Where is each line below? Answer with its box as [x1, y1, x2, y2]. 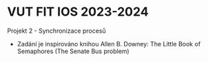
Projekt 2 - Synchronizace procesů [7, 27, 106, 35]
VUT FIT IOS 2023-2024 [7, 4, 149, 20]
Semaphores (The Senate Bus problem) [17, 47, 129, 55]
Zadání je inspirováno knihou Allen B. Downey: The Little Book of [17, 40, 201, 48]
